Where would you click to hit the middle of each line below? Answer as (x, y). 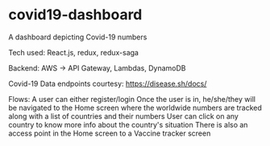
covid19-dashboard (75, 15)
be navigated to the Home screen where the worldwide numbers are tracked (135, 107)
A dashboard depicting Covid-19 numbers (78, 37)
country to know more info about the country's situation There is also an (128, 124)
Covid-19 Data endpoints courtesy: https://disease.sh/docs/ (108, 83)
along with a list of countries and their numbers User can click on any (124, 116)
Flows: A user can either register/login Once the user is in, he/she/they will (132, 99)
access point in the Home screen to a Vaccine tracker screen (110, 133)
